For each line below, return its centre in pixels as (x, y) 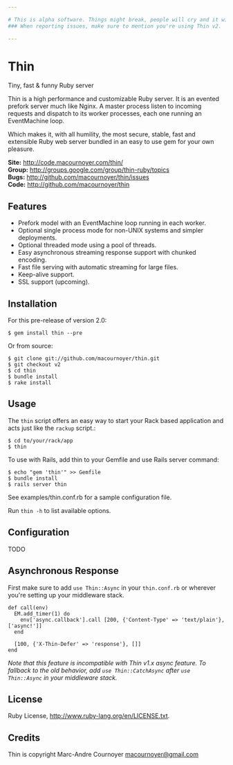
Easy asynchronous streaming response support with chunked (107, 253)
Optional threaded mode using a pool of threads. (87, 245)
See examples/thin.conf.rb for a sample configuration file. (90, 497)
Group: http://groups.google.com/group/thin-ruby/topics (89, 170)
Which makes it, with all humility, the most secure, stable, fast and (102, 134)
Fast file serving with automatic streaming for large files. (98, 267)
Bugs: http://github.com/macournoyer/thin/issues (78, 177)
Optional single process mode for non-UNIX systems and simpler (111, 231)
